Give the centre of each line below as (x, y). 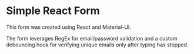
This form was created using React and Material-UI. (68, 27)
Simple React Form (53, 11)
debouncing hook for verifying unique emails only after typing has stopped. (97, 45)
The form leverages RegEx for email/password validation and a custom (92, 38)
